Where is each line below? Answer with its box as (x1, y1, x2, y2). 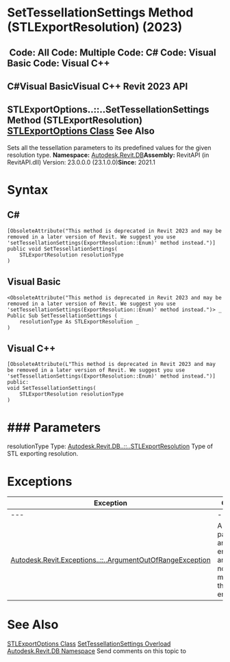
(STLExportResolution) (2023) (7, 19, 183, 35)
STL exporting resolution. (7, 450, 79, 458)
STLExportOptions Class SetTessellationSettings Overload (7, 639, 171, 648)
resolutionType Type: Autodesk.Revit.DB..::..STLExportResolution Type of (7, 442, 214, 450)
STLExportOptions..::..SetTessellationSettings (7, 104, 210, 116)
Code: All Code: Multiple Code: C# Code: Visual (9, 47, 217, 58)
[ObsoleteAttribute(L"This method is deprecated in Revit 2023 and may (7, 361, 216, 368)
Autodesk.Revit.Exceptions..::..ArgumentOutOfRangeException (10, 555, 211, 565)
